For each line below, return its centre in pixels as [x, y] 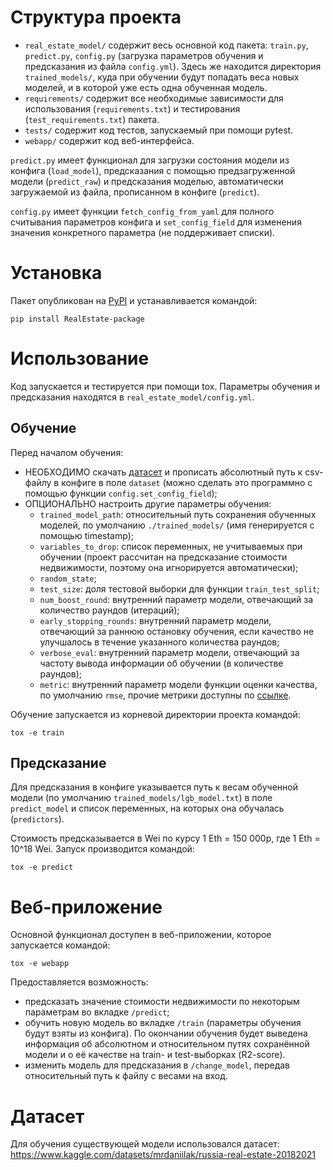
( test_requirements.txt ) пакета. [92, 119]
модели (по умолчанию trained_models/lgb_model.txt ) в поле [141, 798]
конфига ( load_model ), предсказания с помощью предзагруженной [153, 170]
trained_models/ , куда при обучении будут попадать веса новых [162, 77]
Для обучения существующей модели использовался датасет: [145, 1144]
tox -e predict [42, 867]
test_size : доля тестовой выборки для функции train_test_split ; [179, 588]
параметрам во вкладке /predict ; [97, 1012]
